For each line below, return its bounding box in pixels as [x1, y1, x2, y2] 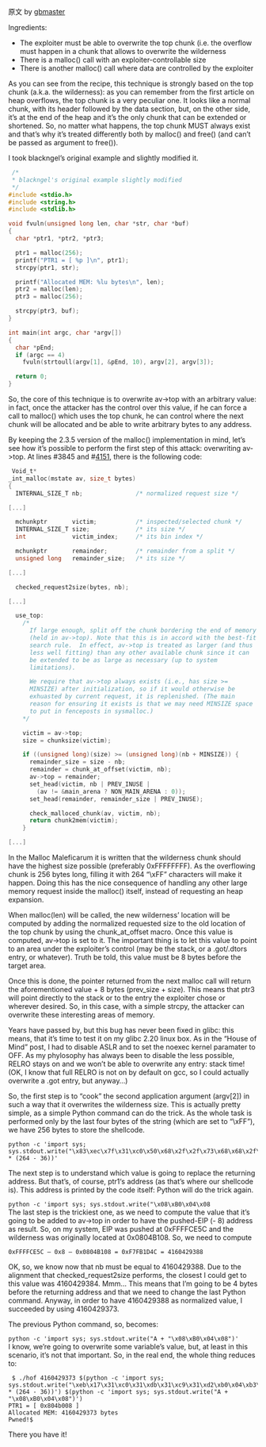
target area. [8, 961, 46, 970]
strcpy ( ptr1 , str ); [15, 264, 80, 271]
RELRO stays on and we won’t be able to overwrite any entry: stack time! [8, 1059, 245, 1068]
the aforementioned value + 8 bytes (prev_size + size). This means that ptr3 [8, 985, 255, 994]
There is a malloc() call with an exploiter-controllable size [19, 55, 207, 64]
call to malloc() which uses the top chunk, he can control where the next [8, 411, 244, 421]
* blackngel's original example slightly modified [11, 175, 182, 184]
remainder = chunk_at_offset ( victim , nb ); [28, 765, 172, 774]
